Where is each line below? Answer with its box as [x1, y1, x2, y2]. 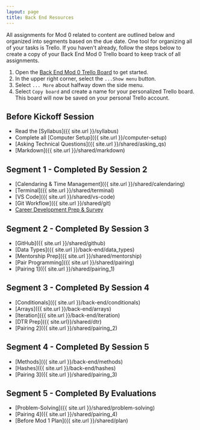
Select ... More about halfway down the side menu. [14, 81, 145, 88]
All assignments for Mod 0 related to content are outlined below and [6, 31, 175, 38]
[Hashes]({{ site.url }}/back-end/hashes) [14, 364, 116, 371]
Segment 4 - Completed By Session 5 [6, 342, 149, 352]
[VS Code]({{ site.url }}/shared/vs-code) [14, 193, 116, 201]
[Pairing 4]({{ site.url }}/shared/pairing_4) [14, 411, 118, 418]
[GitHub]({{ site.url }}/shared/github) [14, 239, 106, 246]
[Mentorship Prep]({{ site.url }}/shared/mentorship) [14, 252, 142, 260]
